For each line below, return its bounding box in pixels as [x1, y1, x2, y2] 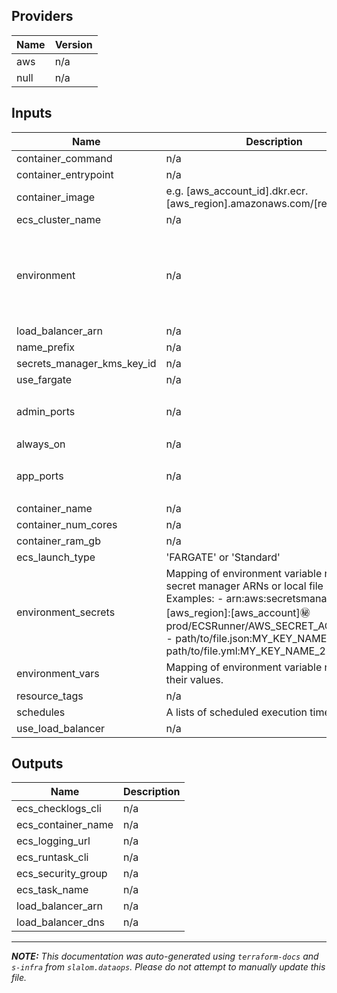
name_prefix [16, 340, 76, 354]
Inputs [11, 105, 53, 122]
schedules [16, 705, 66, 719]
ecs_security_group [16, 867, 108, 881]
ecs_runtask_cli [16, 850, 89, 864]
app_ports [16, 469, 64, 483]
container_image [16, 190, 96, 204]
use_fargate [16, 372, 73, 386]
